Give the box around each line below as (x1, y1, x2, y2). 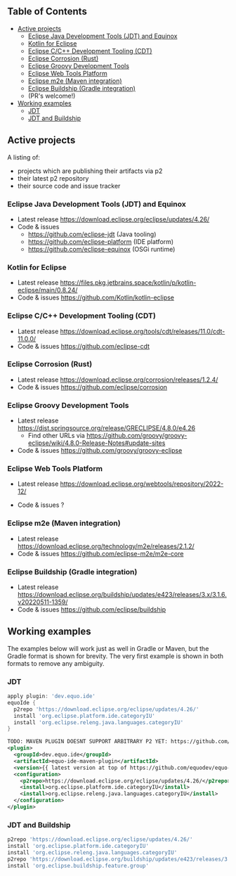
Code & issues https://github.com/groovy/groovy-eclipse (17, 446, 183, 455)
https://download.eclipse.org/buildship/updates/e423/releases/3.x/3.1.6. (17, 591, 227, 598)
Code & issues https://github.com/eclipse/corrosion (17, 382, 167, 391)
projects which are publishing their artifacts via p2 (17, 167, 163, 175)
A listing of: (7, 153, 41, 161)
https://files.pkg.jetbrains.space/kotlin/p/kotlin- (60, 278, 197, 287)
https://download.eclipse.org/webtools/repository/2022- (60, 479, 224, 488)
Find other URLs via (27, 432, 86, 440)
